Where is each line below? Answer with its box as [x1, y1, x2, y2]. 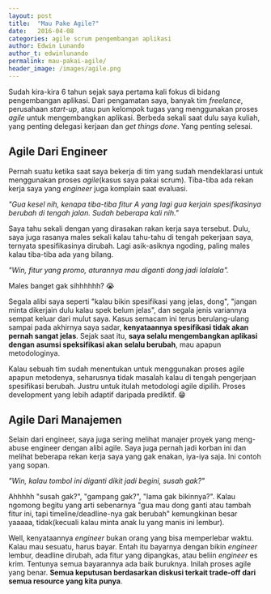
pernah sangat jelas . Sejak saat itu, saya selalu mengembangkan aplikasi [8, 331, 258, 340]
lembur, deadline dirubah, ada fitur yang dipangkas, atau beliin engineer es [8, 550, 258, 560]
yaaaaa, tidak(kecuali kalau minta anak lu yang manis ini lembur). [8, 518, 225, 528]
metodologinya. [8, 348, 61, 357]
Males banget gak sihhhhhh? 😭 [8, 280, 115, 290]
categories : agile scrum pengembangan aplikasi [8, 34, 172, 43]
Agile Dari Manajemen [8, 412, 122, 426]
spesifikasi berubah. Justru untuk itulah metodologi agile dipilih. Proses [8, 381, 246, 391]
